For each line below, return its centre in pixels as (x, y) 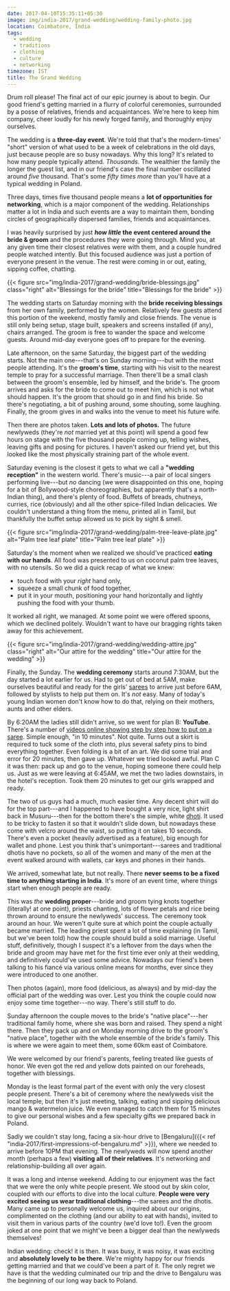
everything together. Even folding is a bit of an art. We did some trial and (110, 751)
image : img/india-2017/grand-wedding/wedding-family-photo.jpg (100, 20)
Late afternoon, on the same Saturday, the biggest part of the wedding (107, 353)
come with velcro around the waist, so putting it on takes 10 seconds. (105, 831)
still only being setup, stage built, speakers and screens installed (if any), (110, 325)
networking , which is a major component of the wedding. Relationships (108, 205)
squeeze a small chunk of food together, (74, 588)
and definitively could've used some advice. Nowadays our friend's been (111, 960)
